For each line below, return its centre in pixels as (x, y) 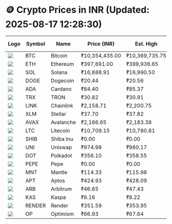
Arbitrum (61, 189)
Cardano (61, 89)
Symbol (36, 44)
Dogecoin (62, 80)
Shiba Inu (62, 139)
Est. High (146, 44)
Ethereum (62, 64)
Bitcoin (59, 55)
